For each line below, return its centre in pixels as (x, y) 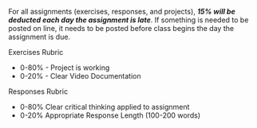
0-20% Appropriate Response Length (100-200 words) (110, 115)
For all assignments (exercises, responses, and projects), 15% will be (122, 12)
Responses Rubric (38, 91)
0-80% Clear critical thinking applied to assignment (105, 107)
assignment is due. (39, 37)
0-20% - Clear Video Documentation (80, 76)
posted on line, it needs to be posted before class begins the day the (121, 28)
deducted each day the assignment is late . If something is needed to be (128, 20)
